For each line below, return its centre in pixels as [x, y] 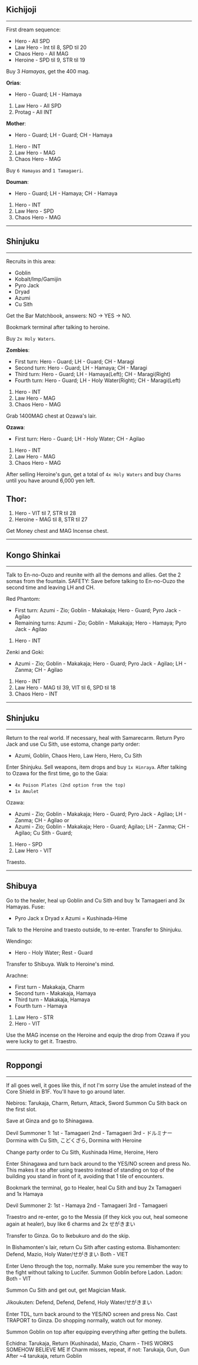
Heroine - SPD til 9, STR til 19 [50, 60]
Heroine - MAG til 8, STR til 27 [51, 519]
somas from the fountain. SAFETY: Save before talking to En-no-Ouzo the [95, 581]
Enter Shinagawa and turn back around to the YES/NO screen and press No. [98, 1163]
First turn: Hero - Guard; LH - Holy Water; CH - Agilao [80, 439]
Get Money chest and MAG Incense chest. [57, 531]
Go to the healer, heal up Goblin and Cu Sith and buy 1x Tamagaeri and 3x [95, 900]
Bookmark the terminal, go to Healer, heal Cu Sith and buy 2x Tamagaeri [94, 1188]
